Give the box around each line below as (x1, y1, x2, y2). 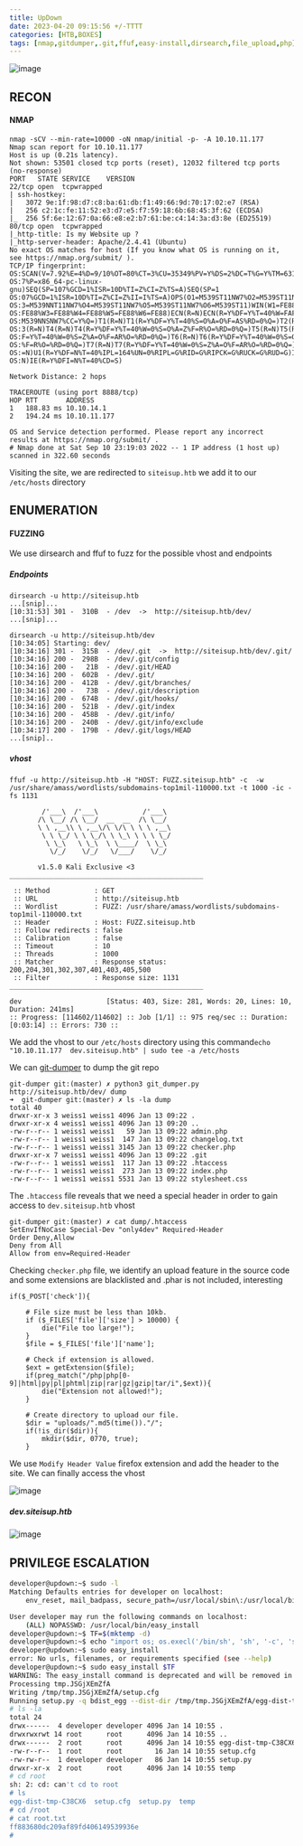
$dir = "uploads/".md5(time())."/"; (25, 1418, 164, 1428)
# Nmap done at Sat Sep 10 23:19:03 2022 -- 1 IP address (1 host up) (9, 443, 280, 452)
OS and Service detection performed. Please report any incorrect (9, 427, 264, 437)
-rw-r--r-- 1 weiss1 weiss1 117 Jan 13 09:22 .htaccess (9, 1159, 228, 1168)
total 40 (9, 1104, 42, 1113)
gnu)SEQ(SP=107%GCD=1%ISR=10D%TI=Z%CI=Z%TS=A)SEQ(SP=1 (9, 285, 220, 294)
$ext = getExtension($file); (25, 1363, 135, 1372)
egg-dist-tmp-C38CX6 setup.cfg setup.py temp (9, 1797, 196, 1806)
